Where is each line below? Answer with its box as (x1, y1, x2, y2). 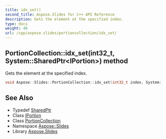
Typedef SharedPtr (12, 107, 52, 113)
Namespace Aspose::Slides (12, 123, 69, 129)
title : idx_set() (5, 7, 41, 12)
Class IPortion (12, 112, 41, 118)
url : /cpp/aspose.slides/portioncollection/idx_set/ (5, 30, 117, 35)
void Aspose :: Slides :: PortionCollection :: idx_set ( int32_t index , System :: (5, 79, 164, 85)
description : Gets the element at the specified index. (5, 16, 124, 21)
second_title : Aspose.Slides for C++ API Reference (5, 12, 115, 17)
